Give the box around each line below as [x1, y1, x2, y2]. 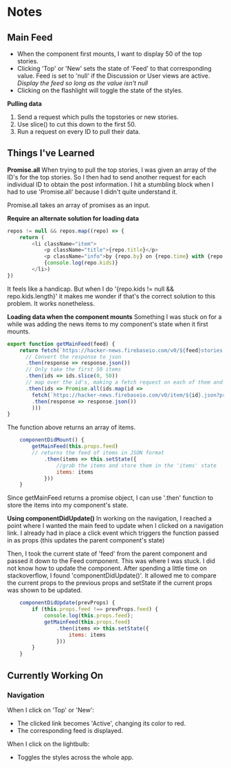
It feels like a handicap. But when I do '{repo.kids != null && [7, 285, 174, 293]
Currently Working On [7, 670, 104, 681]
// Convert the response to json [25, 353, 122, 360]
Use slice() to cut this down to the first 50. [16, 120, 137, 128]
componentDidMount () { [19, 437, 85, 443]
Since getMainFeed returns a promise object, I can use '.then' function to [7, 494, 214, 502]
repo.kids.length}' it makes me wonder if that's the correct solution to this [7, 292, 216, 300]
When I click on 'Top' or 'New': [7, 705, 95, 714]
